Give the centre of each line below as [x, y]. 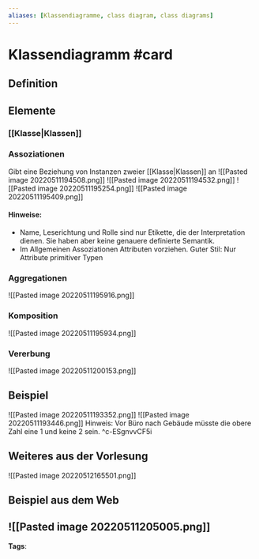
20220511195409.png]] [46, 196]
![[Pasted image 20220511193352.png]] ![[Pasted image [99, 414]
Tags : [18, 546]
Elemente [32, 110]
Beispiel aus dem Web [64, 500]
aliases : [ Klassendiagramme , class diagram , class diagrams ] [111, 15]
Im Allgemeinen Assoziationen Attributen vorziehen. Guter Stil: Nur [128, 249]
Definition [33, 84]
